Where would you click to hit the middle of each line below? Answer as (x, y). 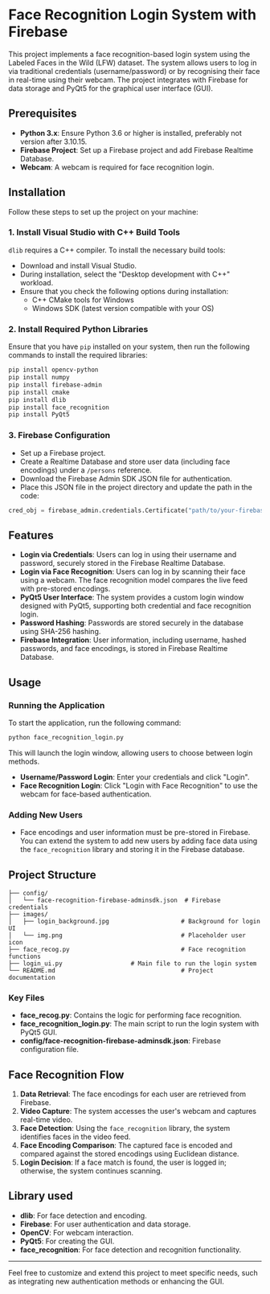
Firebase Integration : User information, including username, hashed (133, 640)
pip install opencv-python (53, 370)
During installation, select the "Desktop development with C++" (125, 274)
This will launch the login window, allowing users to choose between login (131, 752)
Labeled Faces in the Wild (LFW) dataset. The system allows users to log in (133, 63)
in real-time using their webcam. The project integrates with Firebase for (129, 80)
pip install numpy (39, 378)
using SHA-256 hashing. (60, 632)
